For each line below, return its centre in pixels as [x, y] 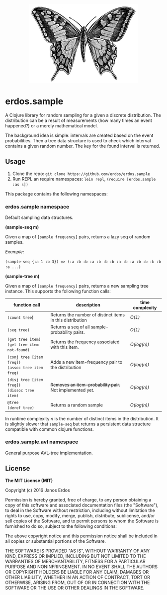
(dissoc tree [21, 390]
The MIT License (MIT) [29, 480]
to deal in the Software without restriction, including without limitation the [80, 510]
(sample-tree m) [22, 276]
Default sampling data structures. [39, 217]
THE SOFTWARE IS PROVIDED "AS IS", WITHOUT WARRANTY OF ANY [78, 551]
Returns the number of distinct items [88, 314]
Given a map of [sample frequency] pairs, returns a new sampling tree [77, 286]
